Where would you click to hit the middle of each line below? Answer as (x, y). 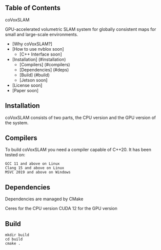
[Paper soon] (25, 90)
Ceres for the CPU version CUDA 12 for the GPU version (61, 209)
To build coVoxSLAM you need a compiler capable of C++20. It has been (78, 150)
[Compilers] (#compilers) (45, 64)
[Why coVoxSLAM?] (32, 44)
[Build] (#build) (34, 75)
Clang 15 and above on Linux (35, 168)
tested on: (15, 155)
